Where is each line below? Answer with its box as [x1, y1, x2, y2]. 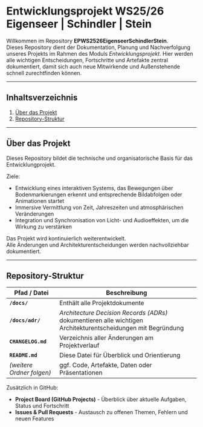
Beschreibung [106, 289, 147, 297]
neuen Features [14, 415, 54, 422]
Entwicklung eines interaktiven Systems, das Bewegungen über [14, 184, 173, 191]
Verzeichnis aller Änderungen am [59, 334, 154, 342]
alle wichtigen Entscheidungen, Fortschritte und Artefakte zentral [6, 56, 168, 64]
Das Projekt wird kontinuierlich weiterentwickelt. [6, 234, 126, 242]
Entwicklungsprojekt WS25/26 [6, 4, 164, 18]
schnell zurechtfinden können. [6, 69, 82, 76]
